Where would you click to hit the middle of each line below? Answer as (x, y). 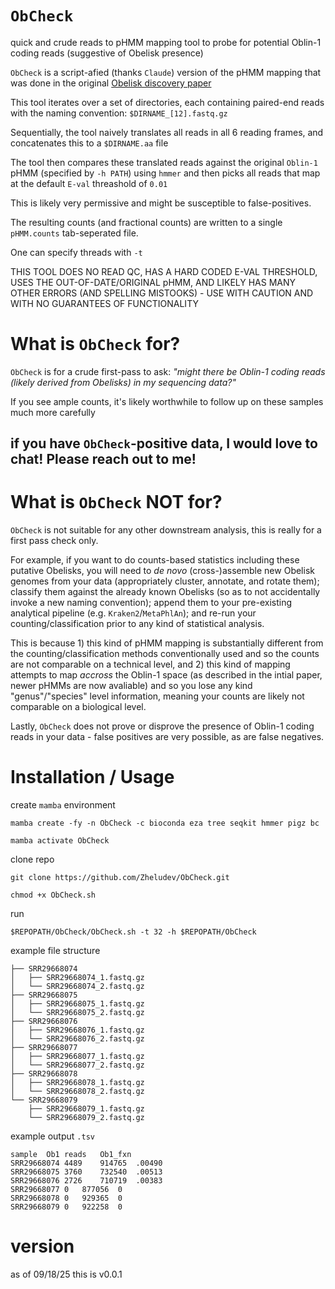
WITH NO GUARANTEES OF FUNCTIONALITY (104, 303)
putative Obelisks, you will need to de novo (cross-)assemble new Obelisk (162, 571)
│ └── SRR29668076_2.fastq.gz (77, 1039)
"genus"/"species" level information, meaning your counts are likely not (157, 696)
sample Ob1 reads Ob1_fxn (71, 1155)
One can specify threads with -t (76, 252)
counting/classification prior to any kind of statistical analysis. (137, 624)
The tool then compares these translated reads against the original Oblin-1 (164, 162)
